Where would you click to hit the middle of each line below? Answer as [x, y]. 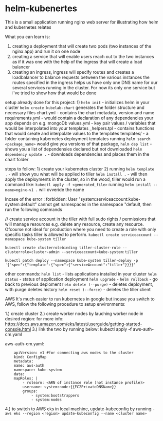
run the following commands [34, 209]
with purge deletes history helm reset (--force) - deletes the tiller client [78, 289]
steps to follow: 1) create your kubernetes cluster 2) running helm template [80, 168]
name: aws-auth [29, 365]
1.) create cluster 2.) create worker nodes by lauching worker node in [74, 314]
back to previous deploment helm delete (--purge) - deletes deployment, [79, 284]
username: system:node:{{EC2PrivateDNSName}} [70, 387]
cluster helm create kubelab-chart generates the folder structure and [75, 107]
